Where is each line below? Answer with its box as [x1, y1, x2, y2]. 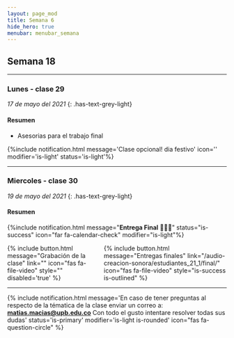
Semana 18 [7, 55, 56, 67]
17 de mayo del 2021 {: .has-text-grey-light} [7, 100, 132, 108]
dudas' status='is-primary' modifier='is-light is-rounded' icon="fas [7, 316, 200, 324]
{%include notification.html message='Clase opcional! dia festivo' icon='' [7, 145, 218, 153]
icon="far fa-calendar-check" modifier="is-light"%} [36, 231, 185, 239]
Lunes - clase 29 [7, 84, 65, 94]
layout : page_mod [7, 10, 58, 17]
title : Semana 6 [7, 17, 54, 24]
